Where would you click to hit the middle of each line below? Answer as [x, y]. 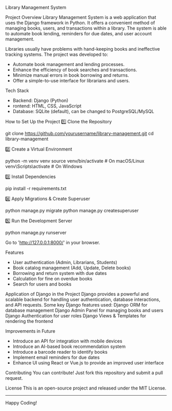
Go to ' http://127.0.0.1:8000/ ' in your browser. [53, 242]
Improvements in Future [30, 331]
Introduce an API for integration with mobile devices [68, 341]
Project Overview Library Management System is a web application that [81, 17]
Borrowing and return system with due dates [60, 273]
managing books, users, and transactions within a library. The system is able [86, 28]
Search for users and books [42, 284]
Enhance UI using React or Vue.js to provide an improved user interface [88, 363]
